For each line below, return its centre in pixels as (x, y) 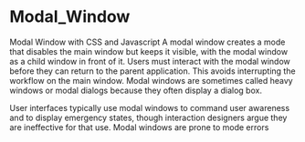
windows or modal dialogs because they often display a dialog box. (136, 90)
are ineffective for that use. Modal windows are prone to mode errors (139, 127)
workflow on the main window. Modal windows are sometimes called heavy (152, 80)
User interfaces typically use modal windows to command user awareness (150, 107)
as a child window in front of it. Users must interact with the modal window (150, 61)
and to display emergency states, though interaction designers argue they (148, 117)
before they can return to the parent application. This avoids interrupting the (152, 71)
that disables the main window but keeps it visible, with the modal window (149, 51)
